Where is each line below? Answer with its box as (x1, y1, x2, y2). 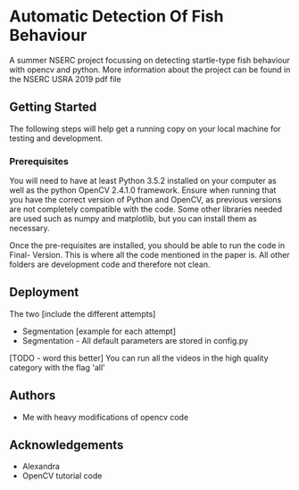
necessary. (9, 223, 51, 234)
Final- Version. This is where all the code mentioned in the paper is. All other (9, 250, 290, 261)
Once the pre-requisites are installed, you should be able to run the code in (9, 240, 286, 251)
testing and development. (9, 132, 104, 144)
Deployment (9, 285, 79, 300)
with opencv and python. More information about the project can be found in (9, 64, 291, 75)
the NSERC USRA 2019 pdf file (9, 73, 122, 84)
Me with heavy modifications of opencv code (21, 411, 189, 422)
